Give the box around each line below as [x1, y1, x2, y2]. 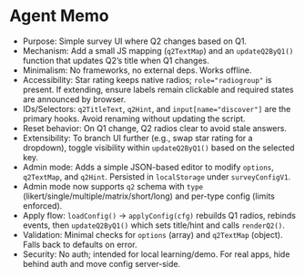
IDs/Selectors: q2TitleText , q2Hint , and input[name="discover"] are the [22, 103, 291, 114]
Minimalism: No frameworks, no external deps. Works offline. [22, 65, 252, 76]
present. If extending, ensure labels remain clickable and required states [22, 84, 294, 95]
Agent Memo [9, 5, 109, 26]
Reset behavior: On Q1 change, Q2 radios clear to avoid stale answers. [22, 122, 287, 133]
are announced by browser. [22, 93, 127, 105]
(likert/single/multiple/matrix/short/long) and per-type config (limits [22, 190, 275, 201]
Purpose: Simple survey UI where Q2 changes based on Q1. [22, 36, 248, 46]
